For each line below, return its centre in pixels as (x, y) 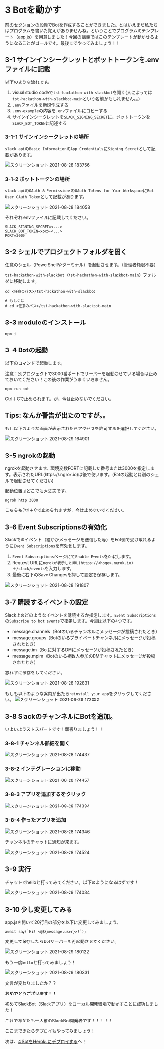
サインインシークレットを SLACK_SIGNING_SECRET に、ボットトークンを (81, 117)
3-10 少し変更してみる (39, 909)
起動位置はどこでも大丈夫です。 (37, 491)
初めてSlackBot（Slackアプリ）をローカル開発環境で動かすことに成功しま (80, 1004)
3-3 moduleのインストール (46, 322)
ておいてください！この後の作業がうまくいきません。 (59, 379)
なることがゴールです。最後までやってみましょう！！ (67, 43)
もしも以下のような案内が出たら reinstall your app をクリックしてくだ (76, 694)
